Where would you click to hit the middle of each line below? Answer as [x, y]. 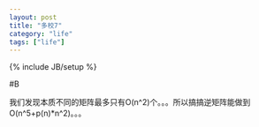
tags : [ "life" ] [37, 42]
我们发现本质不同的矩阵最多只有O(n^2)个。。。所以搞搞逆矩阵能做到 [130, 102]
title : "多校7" [36, 26]
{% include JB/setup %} [53, 67]
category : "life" [41, 34]
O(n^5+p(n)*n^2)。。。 [48, 113]
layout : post [33, 17]
